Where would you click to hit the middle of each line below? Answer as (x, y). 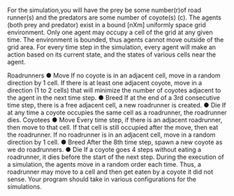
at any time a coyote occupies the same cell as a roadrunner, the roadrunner (117, 112)
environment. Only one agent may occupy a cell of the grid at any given (110, 32)
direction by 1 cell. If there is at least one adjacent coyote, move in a (105, 83)
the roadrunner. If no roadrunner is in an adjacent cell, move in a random (111, 135)
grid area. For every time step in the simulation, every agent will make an (112, 47)
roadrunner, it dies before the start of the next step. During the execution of (116, 157)
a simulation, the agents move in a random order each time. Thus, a (104, 164)
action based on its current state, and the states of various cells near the (112, 54)
